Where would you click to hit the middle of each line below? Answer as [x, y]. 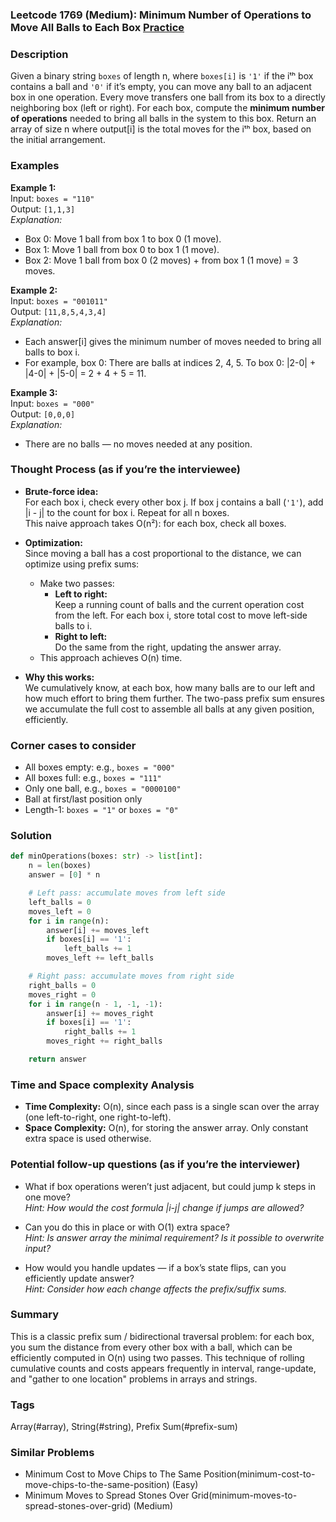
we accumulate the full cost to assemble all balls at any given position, [169, 709]
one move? [47, 1197]
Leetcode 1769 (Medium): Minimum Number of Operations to [161, 15]
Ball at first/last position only [83, 799]
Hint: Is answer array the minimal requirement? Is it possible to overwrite [174, 1237]
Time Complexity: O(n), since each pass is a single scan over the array [172, 1107]
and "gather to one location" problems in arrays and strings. [134, 1379]
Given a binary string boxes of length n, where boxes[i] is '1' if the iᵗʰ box [162, 76]
